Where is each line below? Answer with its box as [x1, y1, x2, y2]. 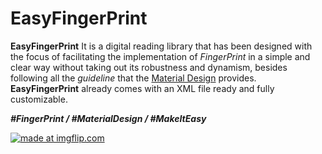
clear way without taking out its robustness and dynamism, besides [10, 61, 288, 73]
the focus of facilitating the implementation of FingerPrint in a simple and [10, 50, 311, 62]
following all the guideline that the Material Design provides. [10, 72, 257, 84]
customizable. [10, 93, 68, 105]
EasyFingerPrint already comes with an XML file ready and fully [10, 82, 275, 94]
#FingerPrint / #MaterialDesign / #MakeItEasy [10, 112, 207, 124]
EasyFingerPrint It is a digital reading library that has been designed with [10, 40, 313, 52]
